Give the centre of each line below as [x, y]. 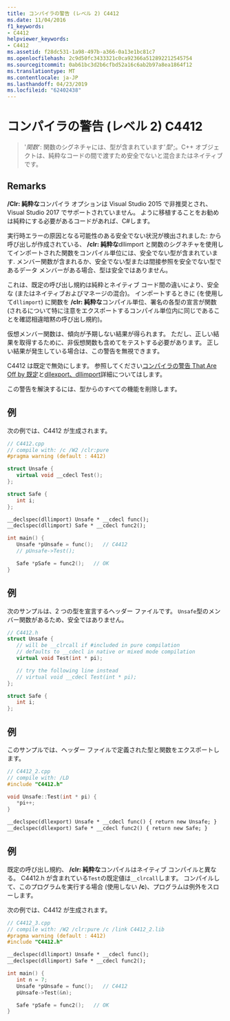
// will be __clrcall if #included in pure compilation [98, 646]
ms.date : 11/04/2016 [37, 20]
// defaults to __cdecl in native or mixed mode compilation [106, 652]
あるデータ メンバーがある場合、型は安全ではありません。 [90, 270]
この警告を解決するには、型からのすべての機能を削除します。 [94, 389]
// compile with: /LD [38, 778]
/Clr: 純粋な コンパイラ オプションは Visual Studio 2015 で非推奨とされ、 [109, 203]
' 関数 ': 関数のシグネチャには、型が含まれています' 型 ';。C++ [109, 147]
